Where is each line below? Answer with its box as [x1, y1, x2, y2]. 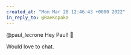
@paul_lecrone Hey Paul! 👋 [6, 31, 74, 38]
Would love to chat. [6, 43, 54, 50]
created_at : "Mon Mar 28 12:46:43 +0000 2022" [6, 8, 126, 15]
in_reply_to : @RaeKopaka [6, 15, 69, 21]
